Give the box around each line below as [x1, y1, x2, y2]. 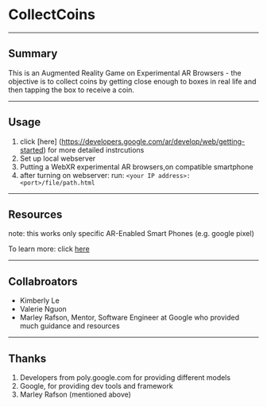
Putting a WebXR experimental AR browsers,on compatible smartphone [19, 161, 253, 172]
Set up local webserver [19, 153, 96, 163]
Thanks [8, 351, 47, 365]
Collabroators [8, 274, 78, 288]
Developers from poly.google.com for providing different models [19, 373, 231, 382]
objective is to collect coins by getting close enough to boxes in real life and [8, 76, 257, 86]
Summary [8, 47, 58, 60]
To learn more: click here [8, 244, 90, 254]
